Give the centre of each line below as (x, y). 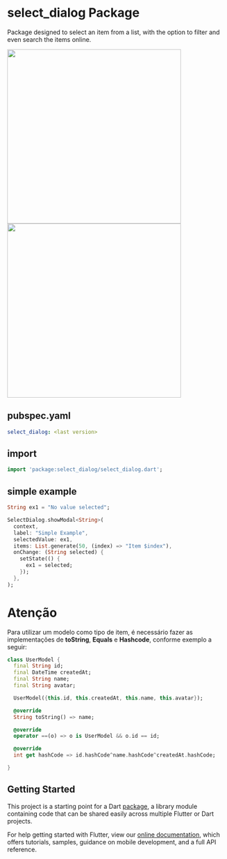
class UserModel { (34, 660)
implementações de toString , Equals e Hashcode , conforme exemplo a (109, 640)
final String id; (39, 666)
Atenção (32, 613)
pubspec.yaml (39, 416)
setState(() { (40, 559)
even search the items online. (49, 39)
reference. (22, 849)
